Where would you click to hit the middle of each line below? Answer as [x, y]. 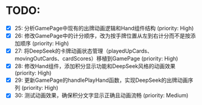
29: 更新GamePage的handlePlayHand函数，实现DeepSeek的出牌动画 [101, 80]
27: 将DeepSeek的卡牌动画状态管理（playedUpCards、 [83, 51]
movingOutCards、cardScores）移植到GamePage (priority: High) [96, 59]
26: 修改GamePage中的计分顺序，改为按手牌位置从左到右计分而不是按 [103, 36]
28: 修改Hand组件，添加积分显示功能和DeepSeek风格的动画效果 [95, 66]
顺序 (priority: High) [44, 44]
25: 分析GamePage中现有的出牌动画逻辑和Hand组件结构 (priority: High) [104, 28]
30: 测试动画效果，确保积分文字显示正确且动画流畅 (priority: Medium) [101, 95]
